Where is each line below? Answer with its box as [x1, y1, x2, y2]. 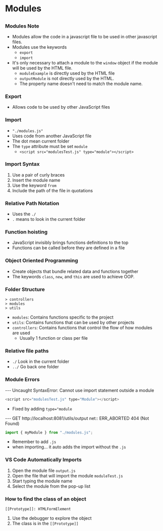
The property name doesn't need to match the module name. [19, 81, 143, 87]
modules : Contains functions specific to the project [12, 314, 114, 320]
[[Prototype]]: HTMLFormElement [5, 506, 71, 511]
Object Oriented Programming [5, 257, 78, 264]
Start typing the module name [12, 478, 72, 484]
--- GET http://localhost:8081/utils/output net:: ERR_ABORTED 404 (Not [5, 415, 149, 421]
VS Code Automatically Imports [5, 456, 82, 463]
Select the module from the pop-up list [12, 483, 91, 489]
